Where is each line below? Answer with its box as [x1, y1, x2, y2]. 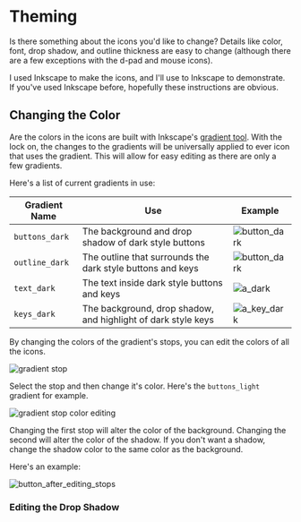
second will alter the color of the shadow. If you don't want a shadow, [9, 434, 266, 445]
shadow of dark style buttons [82, 235, 206, 248]
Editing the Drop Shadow [9, 501, 120, 513]
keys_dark [13, 309, 56, 319]
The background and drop [82, 225, 193, 237]
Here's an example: [9, 461, 81, 472]
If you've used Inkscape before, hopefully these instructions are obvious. [9, 81, 279, 92]
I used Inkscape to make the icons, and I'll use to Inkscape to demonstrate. [9, 72, 286, 82]
